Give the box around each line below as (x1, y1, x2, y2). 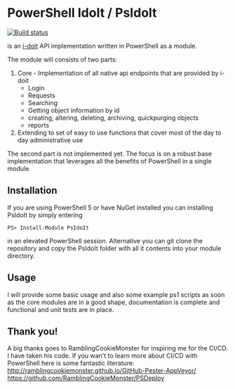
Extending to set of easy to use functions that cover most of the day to (17, 128, 222, 137)
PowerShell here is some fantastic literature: (7, 359, 135, 367)
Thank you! (7, 325, 58, 337)
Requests (27, 91, 55, 100)
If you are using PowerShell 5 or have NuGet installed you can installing (7, 203, 214, 212)
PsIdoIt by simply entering (7, 210, 83, 219)
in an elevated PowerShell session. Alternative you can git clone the (7, 236, 203, 245)
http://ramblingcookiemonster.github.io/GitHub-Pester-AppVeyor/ (7, 367, 196, 375)
